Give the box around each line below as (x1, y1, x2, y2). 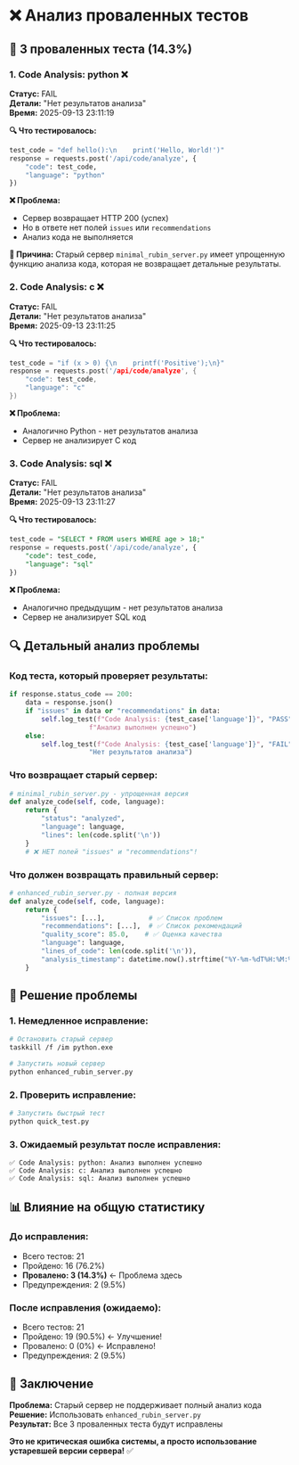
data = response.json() (25, 698, 114, 707)
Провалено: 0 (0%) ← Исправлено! (21, 1341, 156, 1352)
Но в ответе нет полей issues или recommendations (21, 222, 212, 233)
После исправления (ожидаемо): (9, 1301, 162, 1313)
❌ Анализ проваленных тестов (9, 5, 249, 26)
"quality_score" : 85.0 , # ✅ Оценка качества (41, 930, 222, 939)
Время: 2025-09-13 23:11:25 (9, 320, 116, 331)
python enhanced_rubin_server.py (9, 1067, 133, 1076)
